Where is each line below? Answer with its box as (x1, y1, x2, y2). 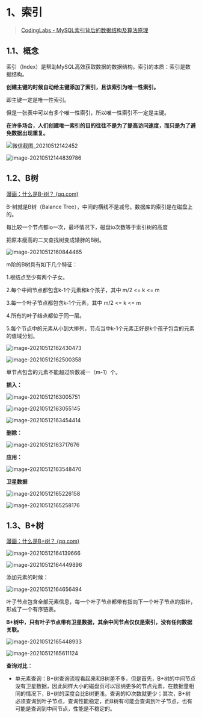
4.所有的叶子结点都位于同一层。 (6, 311, 85, 319)
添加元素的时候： (6, 573, 49, 581)
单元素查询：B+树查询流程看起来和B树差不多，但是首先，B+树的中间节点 (14, 675, 196, 682)
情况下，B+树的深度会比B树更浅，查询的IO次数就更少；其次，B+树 (25, 690, 191, 698)
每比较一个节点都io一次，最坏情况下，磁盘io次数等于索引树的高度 (6, 223, 168, 231)
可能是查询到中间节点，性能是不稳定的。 (14, 705, 115, 713)
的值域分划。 (6, 332, 38, 339)
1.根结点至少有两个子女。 (6, 273, 68, 281)
